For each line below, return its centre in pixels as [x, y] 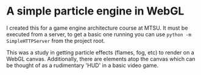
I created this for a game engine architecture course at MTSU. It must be [97, 28]
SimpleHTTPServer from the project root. [56, 41]
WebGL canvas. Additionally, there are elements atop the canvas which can [101, 59]
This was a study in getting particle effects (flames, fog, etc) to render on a [100, 52]
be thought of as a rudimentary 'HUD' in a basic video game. [83, 65]
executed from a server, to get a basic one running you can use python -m [99, 34]
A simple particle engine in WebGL [95, 11]
